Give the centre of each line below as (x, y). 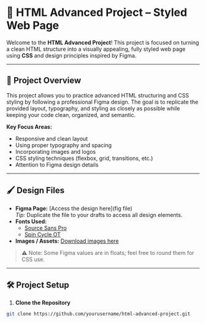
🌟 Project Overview (44, 81)
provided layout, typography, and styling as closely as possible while (93, 108)
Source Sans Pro (46, 228)
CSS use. (33, 259)
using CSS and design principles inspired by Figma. (71, 55)
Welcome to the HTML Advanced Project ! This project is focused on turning (103, 42)
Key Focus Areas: (29, 127)
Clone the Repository (43, 303)
